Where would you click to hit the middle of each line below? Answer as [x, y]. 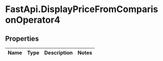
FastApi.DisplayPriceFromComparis [82, 9]
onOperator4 [33, 20]
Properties [22, 39]
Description [58, 53]
